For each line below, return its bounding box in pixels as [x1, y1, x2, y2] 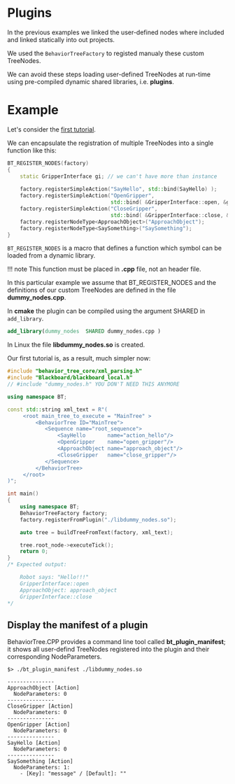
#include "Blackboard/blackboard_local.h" [7, 374, 133, 381]
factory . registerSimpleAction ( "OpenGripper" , [20, 192, 155, 199]
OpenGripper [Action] [7, 721, 71, 729]
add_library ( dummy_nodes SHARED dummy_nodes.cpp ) [7, 328, 161, 335]
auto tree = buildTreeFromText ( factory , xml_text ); [20, 528, 173, 536]
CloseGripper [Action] [7, 703, 73, 710]
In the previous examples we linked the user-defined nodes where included [7, 28, 225, 36]
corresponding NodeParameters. [7, 652, 102, 661]
